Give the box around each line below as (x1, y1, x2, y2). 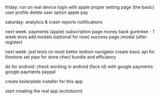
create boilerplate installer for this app (5, 79, 83, 84)
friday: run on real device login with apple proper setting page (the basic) (5, 4, 155, 10)
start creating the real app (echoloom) (5, 88, 83, 94)
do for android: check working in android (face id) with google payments (5, 64, 153, 69)
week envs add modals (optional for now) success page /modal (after (5, 34, 147, 40)
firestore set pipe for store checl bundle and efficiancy (5, 54, 116, 60)
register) (5, 39, 23, 45)
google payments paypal (5, 69, 56, 75)
